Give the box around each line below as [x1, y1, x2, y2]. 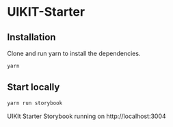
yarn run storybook [7, 100, 63, 107]
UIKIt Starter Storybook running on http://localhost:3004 [7, 112, 166, 120]
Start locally [7, 81, 60, 93]
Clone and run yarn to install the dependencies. [7, 49, 141, 57]
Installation [7, 31, 56, 43]
